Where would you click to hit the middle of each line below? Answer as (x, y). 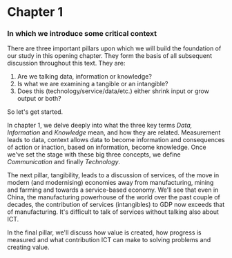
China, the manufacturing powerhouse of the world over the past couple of (114, 197)
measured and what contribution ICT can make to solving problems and (109, 240)
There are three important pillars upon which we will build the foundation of (114, 48)
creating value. (28, 247)
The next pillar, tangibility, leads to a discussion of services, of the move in (113, 175)
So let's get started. (35, 112)
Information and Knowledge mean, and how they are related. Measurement (114, 132)
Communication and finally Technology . (64, 162)
